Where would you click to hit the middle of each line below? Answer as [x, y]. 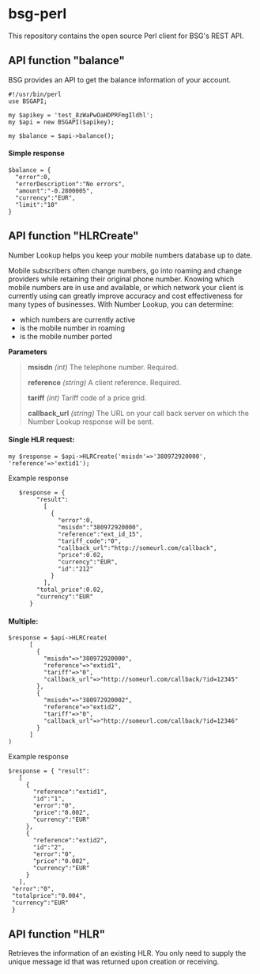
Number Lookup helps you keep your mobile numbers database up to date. [130, 255]
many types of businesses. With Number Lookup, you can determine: [121, 304]
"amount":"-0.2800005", [54, 191]
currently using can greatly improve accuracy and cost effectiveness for [126, 296]
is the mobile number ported [66, 336]
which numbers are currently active [77, 319]
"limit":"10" [37, 204]
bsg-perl [38, 14]
